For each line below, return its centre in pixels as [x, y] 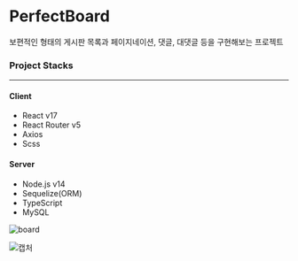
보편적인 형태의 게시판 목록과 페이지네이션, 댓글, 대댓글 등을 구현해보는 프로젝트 [146, 42]
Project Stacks [41, 65]
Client [21, 96]
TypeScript [42, 203]
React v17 [39, 116]
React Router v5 [51, 125]
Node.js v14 [43, 184]
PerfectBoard [60, 16]
